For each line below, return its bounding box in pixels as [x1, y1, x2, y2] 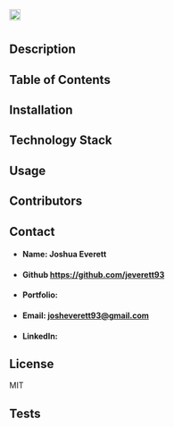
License [9, 356, 54, 372]
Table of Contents [9, 71, 112, 88]
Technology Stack [9, 133, 112, 148]
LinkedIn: [21, 331, 58, 341]
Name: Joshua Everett [21, 249, 107, 260]
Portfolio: [21, 289, 58, 300]
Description [9, 42, 76, 57]
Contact [9, 223, 55, 239]
